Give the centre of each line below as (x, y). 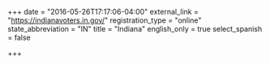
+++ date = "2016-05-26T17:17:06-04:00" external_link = (103, 12)
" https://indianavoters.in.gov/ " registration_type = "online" (105, 20)
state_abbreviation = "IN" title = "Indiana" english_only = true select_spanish (135, 29)
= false (19, 37)
